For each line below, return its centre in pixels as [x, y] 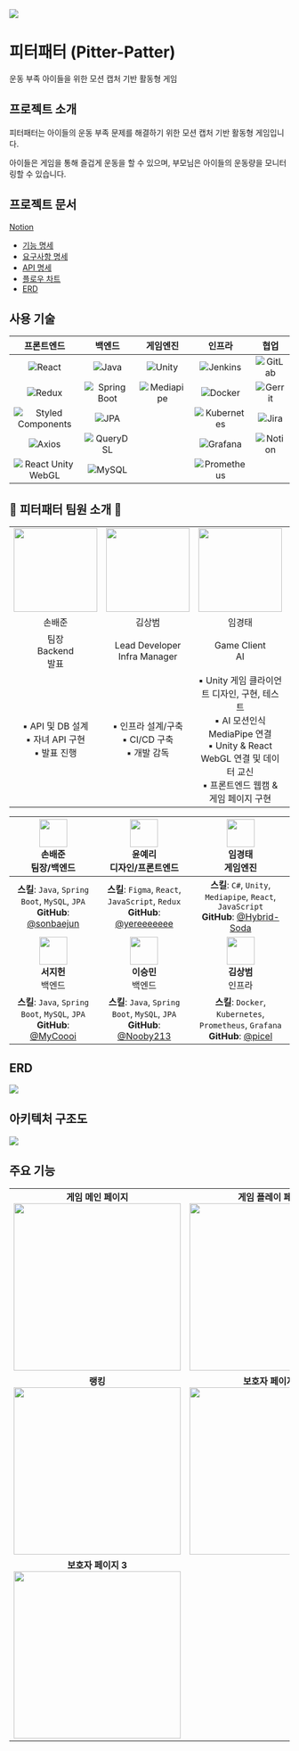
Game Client [240, 646]
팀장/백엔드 [53, 868]
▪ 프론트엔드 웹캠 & [240, 786]
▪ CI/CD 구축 [148, 739]
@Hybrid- [258, 917]
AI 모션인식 [244, 721]
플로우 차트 [41, 278]
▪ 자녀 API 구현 [56, 739]
